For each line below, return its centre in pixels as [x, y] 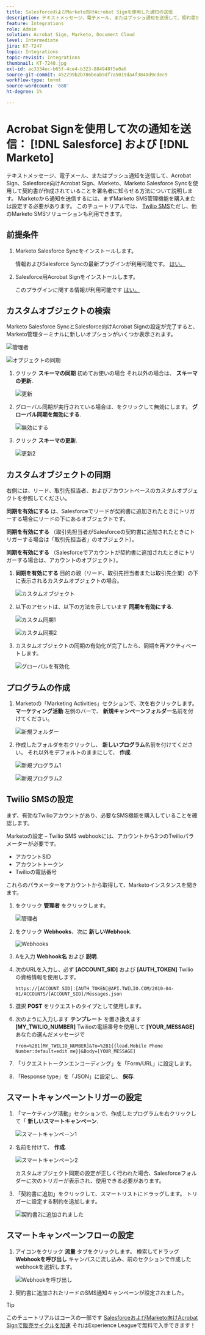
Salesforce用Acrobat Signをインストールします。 [77, 276]
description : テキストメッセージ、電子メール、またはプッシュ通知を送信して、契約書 [101, 18]
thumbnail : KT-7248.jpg [37, 63]
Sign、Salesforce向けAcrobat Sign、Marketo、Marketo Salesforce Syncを [100, 183]
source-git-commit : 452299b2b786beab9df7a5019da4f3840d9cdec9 [87, 75]
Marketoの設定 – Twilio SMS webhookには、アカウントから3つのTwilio [95, 836]
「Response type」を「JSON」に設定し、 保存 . [75, 1076]
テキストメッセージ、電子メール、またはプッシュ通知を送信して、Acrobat [99, 176]
